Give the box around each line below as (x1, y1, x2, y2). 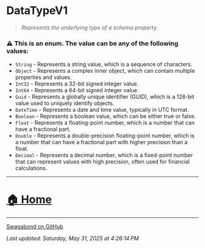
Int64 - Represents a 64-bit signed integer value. (15, 87, 139, 94)
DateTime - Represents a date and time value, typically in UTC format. (15, 106, 189, 114)
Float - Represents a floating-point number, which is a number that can (15, 119, 195, 126)
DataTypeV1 (6, 4, 68, 18)
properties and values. (15, 74, 72, 81)
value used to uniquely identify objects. (15, 100, 115, 107)
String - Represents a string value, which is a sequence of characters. (15, 60, 193, 68)
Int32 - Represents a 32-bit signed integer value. (15, 80, 139, 87)
